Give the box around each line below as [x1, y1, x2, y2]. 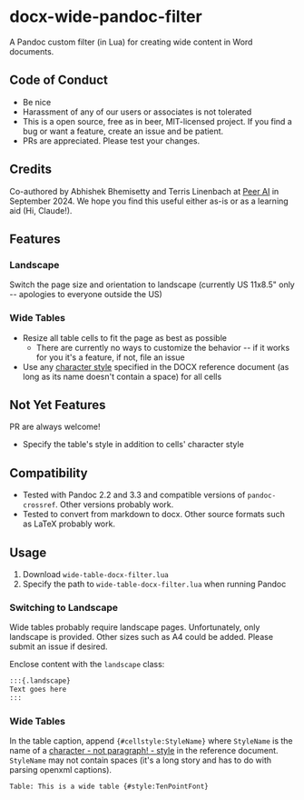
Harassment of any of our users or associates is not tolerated [22, 106, 252, 117]
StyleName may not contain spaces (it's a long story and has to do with [9, 755, 272, 765]
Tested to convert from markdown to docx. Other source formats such [22, 509, 286, 520]
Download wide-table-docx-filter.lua [22, 568, 170, 579]
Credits [9, 162, 53, 177]
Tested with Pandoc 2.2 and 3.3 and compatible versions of [22, 489, 246, 501]
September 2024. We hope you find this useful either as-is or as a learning [9, 195, 289, 206]
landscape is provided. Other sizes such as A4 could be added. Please [9, 632, 274, 643]
